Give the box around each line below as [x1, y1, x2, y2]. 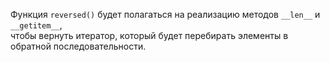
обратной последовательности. [10, 40, 147, 52]
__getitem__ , [10, 19, 63, 31]
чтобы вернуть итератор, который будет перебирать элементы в [10, 30, 289, 41]
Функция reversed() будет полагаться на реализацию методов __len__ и [10, 9, 321, 20]
